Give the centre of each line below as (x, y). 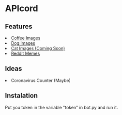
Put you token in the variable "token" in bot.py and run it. (61, 107)
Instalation (21, 96)
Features (19, 26)
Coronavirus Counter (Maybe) (41, 80)
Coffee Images (26, 38)
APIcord (22, 8)
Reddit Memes (26, 53)
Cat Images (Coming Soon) (38, 48)
